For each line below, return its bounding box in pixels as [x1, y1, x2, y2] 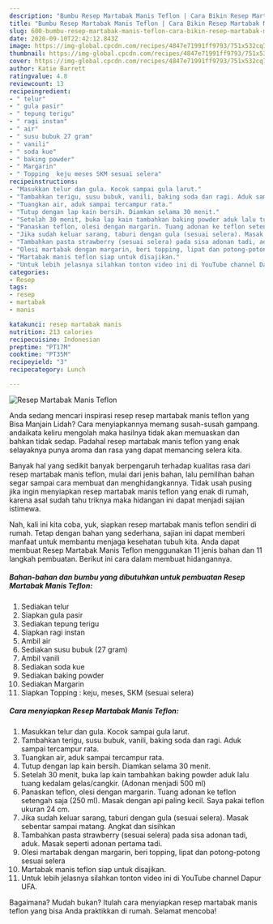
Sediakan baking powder [20, 670, 105, 680]
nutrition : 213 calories [9, 327, 93, 336]
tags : [9, 283, 28, 292]
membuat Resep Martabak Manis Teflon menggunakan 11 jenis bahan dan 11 [9, 545, 262, 555]
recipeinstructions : [9, 178, 79, 186]
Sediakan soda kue [20, 661, 85, 671]
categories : [9, 268, 49, 276]
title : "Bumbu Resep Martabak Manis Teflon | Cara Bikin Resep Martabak [9, 19, 260, 28]
